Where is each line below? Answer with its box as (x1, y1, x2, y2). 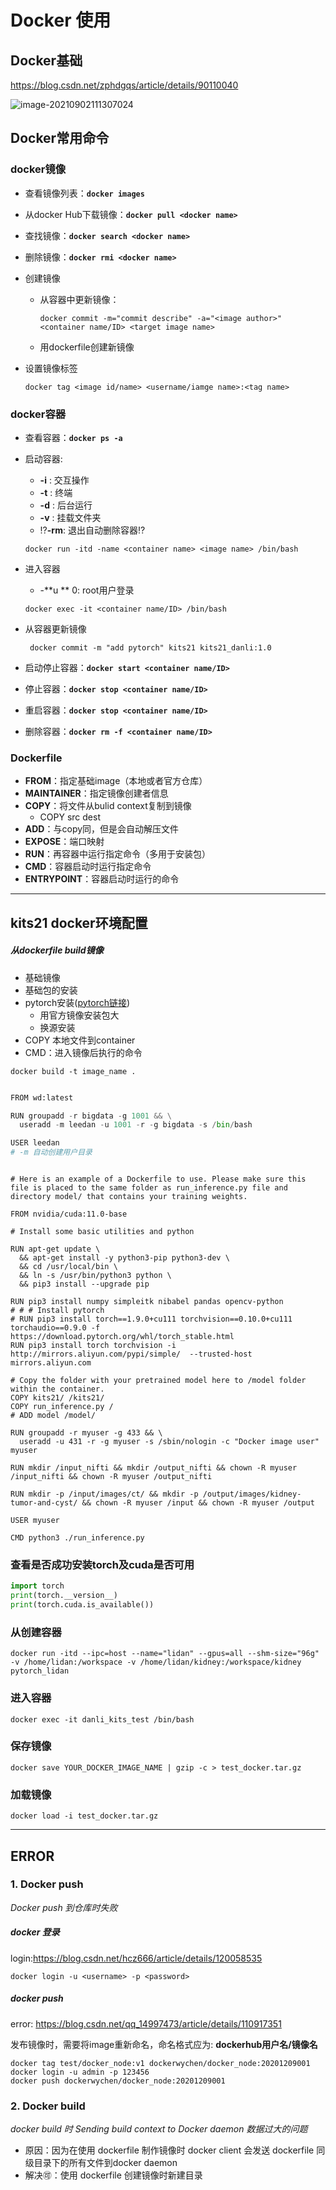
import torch (10, 1581, 65, 1591)
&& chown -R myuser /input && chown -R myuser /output (81, 1498, 315, 1508)
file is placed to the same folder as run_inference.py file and (10, 1183, 288, 1193)
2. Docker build (10, 2099, 86, 2113)
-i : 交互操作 (39, 474, 90, 486)
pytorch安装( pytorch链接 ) (24, 996, 131, 1008)
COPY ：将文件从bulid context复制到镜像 (24, 800, 192, 812)
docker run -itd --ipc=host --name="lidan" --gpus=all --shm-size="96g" (10, 1649, 320, 1659)
